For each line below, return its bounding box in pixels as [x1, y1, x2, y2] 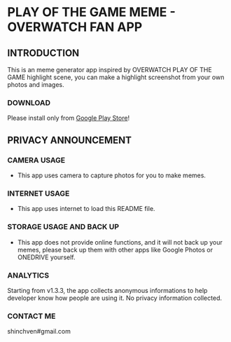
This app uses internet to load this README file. [17, 205, 155, 213]
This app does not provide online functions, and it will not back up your [17, 238, 223, 246]
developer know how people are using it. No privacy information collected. [7, 294, 223, 302]
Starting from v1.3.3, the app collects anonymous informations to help [7, 286, 208, 294]
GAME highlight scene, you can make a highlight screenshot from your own [7, 73, 225, 81]
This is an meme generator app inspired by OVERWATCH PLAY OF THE [7, 66, 212, 74]
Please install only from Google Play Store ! [7, 114, 130, 123]
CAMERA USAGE [7, 155, 66, 165]
